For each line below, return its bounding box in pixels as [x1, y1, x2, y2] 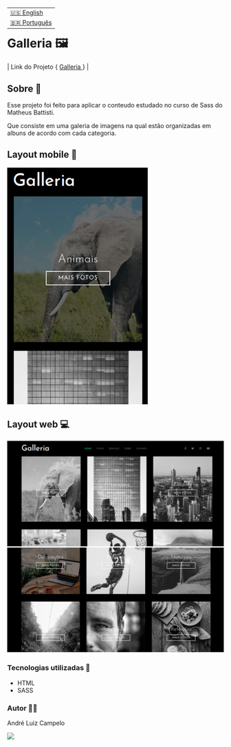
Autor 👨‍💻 [7, 703, 38, 713]
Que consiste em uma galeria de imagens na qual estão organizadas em [7, 122, 212, 130]
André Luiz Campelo [7, 719, 65, 727]
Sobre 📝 [7, 83, 42, 94]
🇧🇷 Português [10, 19, 52, 26]
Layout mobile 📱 [7, 149, 78, 160]
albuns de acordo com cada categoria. [7, 129, 117, 138]
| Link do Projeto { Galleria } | [7, 63, 89, 71]
